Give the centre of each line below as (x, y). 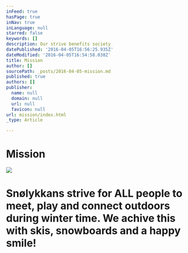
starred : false (25, 33)
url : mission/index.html (36, 115)
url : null (23, 104)
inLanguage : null (27, 28)
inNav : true (20, 22)
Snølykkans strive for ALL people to (94, 194)
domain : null (27, 98)
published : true (26, 77)
